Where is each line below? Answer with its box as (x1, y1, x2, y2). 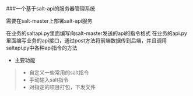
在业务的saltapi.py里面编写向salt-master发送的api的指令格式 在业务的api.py (6, 30, 188, 37)
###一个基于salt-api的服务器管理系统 (6, 5, 96, 12)
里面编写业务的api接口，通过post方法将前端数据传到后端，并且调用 (6, 37, 167, 44)
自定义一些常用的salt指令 (29, 69, 89, 76)
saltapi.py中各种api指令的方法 (6, 44, 78, 51)
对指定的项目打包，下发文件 (29, 84, 96, 90)
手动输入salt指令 (29, 76, 69, 83)
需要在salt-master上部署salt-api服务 (6, 17, 93, 24)
